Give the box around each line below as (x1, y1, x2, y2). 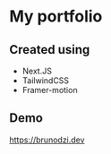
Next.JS (21, 65, 52, 76)
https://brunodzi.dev (9, 134, 85, 145)
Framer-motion (21, 85, 78, 95)
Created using (9, 42, 90, 57)
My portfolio (9, 6, 103, 27)
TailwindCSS (21, 75, 70, 86)
